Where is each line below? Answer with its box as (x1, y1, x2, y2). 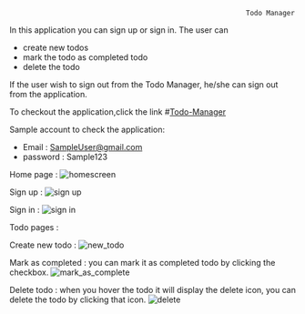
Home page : (9, 169, 58, 179)
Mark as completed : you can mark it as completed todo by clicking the (9, 258, 276, 268)
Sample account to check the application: (9, 124, 166, 135)
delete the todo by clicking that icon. (9, 294, 147, 305)
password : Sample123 (22, 151, 107, 162)
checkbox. (9, 267, 49, 278)
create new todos (22, 42, 89, 53)
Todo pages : (9, 222, 59, 232)
